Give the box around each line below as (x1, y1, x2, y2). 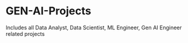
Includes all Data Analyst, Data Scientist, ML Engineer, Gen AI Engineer (5, 24, 182, 31)
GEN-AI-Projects (5, 4, 91, 18)
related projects (5, 30, 45, 37)
